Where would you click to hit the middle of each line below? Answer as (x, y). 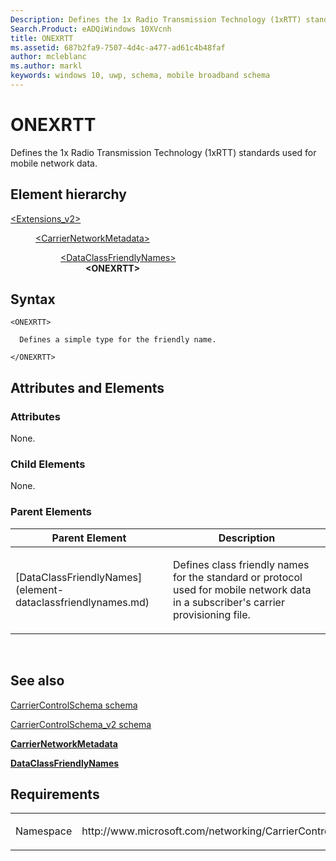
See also (37, 681)
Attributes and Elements (87, 387)
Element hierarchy (68, 194)
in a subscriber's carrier (229, 602)
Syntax (33, 299)
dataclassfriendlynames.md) (82, 602)
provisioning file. (212, 614)
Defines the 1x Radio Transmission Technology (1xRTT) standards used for (163, 152)
